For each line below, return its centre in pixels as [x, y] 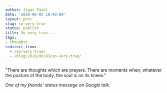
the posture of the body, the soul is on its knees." [56, 76]
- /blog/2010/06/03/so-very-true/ [45, 56]
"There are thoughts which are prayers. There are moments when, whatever [83, 70]
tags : [11, 38]
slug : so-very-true [25, 24]
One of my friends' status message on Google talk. [58, 85]
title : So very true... [30, 33]
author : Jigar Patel [27, 10]
